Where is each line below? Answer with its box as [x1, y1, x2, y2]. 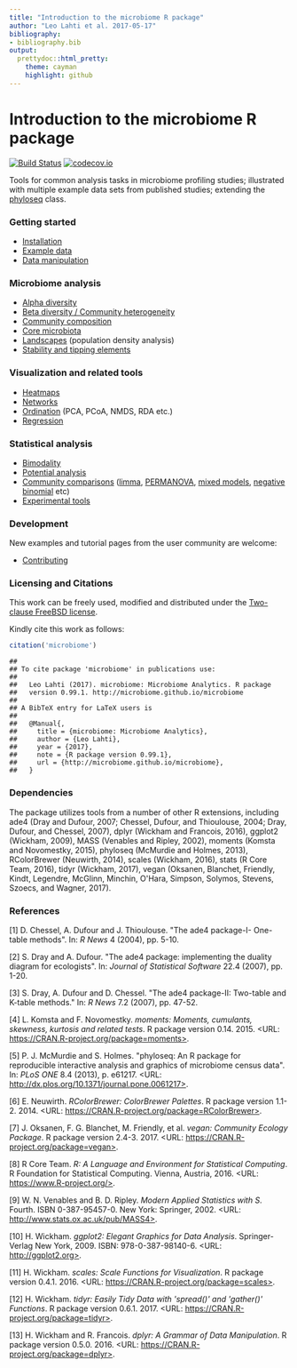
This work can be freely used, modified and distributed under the [9, 597, 247, 608]
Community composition [21, 316, 113, 327]
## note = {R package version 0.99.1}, [9, 750, 173, 760]
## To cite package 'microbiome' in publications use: [9, 665, 216, 674]
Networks [21, 396, 59, 407]
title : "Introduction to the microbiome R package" [9, 12, 204, 22]
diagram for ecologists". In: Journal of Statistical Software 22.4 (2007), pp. [9, 961, 284, 972]
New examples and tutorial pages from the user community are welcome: [9, 538, 277, 548]
